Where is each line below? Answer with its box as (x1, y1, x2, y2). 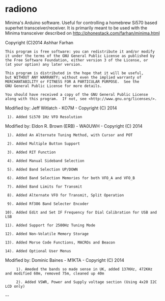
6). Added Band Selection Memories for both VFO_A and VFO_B (7, 175, 135, 180)
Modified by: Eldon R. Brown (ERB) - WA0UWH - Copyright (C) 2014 (5, 123, 143, 129)
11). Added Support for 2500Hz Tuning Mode (5, 222, 96, 228)
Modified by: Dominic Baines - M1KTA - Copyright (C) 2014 (5, 257, 124, 263)
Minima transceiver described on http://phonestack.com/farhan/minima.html (5, 30, 160, 36)
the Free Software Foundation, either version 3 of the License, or (5, 57, 148, 62)
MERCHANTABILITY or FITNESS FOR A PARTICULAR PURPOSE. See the (5, 79, 139, 84)
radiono (5, 3, 38, 15)
